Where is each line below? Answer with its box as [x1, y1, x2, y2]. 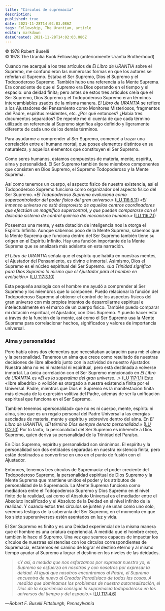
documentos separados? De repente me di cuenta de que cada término [5, 116, 150, 122]
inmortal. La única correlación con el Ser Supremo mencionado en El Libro [5, 370, 156, 376]
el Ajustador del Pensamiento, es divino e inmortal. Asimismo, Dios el [5, 258, 145, 264]
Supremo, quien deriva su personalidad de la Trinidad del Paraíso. [5, 432, 139, 438]
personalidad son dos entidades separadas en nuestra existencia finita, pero [5, 447, 161, 452]
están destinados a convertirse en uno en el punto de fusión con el [5, 452, 141, 458]
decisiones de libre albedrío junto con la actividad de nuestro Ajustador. [5, 359, 151, 366]
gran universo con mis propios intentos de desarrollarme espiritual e [5, 299, 144, 305]
